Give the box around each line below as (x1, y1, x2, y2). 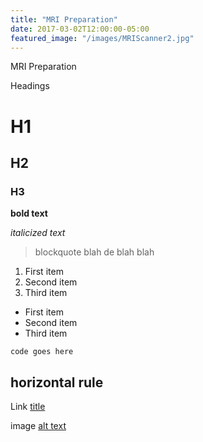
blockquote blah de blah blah (34, 246, 155, 258)
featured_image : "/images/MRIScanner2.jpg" (10, 33, 195, 43)
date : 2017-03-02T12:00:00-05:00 (10, 24, 150, 34)
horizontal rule (10, 374, 104, 391)
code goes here (10, 347, 74, 357)
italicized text (10, 227, 66, 239)
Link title (10, 401, 46, 413)
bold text (10, 207, 48, 220)
